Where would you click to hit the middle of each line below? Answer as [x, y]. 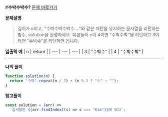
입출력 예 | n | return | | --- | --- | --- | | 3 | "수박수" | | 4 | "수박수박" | [74, 52]
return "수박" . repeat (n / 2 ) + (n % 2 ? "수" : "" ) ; [64, 81]
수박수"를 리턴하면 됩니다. [54, 41]
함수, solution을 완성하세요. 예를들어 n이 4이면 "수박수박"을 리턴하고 [84, 35]
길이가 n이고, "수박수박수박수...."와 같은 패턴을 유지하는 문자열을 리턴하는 [88, 28]
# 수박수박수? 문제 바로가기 [31, 7]
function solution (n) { [30, 76]
